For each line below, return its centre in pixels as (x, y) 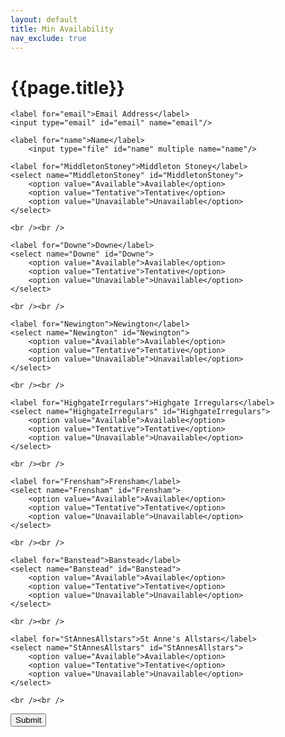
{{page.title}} (67, 87)
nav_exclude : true (48, 38)
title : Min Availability (62, 29)
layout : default (44, 19)
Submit (28, 720)
